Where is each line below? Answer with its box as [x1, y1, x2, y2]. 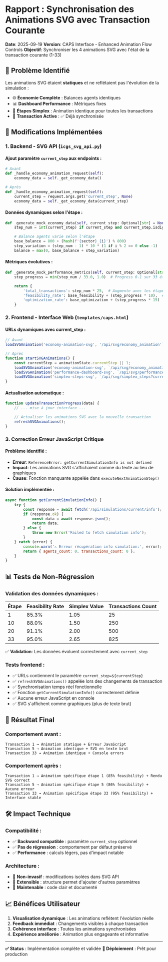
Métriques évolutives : [5, 259, 53, 265]
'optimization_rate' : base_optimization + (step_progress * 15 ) [23, 297, 160, 303]
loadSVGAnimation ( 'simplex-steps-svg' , [14, 374, 97, 379]
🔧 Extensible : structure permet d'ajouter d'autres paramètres [12, 879, 140, 885]
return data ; [31, 521, 59, 526]
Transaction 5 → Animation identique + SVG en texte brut [5, 746, 128, 751]
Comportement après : [5, 762, 61, 769]
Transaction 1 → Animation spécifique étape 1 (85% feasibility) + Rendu [5, 774, 162, 779]
